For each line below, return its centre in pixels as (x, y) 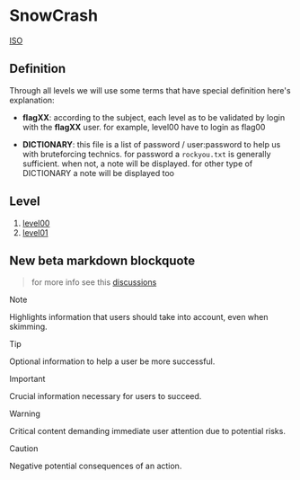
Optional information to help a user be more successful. (112, 361)
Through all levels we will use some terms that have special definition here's (150, 90)
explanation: (32, 100)
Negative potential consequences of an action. (96, 466)
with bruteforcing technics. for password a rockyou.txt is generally (146, 154)
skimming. (28, 327)
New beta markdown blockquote (102, 260)
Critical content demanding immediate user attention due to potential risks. (147, 431)
